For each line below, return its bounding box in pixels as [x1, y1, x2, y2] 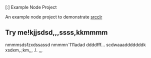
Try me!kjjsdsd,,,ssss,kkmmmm [5, 28, 108, 37]
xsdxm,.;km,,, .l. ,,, [5, 47, 43, 53]
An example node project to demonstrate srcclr [5, 14, 102, 19]
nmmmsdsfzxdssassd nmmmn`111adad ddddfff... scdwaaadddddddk [5, 41, 146, 47]
